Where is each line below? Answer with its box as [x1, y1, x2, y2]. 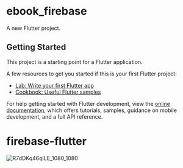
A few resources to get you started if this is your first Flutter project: [6, 70, 177, 77]
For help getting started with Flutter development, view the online [6, 100, 171, 107]
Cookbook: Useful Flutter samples [15, 88, 101, 96]
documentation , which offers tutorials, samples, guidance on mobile [6, 107, 177, 114]
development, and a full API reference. [6, 113, 103, 120]
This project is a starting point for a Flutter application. [6, 58, 143, 65]
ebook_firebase [6, 4, 87, 18]
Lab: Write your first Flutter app [15, 82, 95, 89]
